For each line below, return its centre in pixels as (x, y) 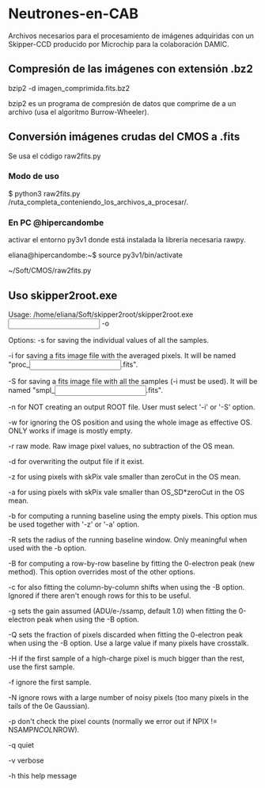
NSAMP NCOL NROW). (44, 729)
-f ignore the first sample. (50, 682)
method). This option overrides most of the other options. (102, 572)
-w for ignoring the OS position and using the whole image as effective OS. (130, 422)
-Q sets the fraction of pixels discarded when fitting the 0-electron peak (126, 634)
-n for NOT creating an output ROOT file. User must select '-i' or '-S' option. (132, 407)
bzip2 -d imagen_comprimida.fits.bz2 (69, 88)
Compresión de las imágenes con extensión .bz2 (131, 69)
